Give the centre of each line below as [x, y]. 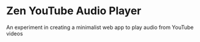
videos [14, 33]
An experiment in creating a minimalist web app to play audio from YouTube [100, 27]
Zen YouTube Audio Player [74, 11]
